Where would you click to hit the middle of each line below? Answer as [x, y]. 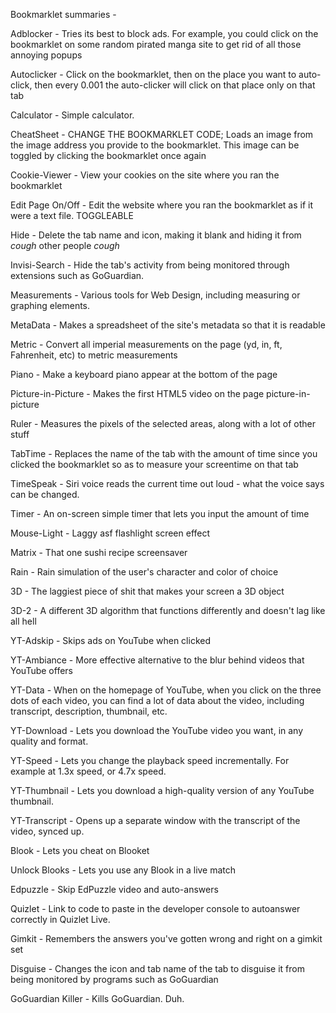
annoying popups [46, 55]
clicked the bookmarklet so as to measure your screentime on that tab [154, 464]
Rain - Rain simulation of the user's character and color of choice [144, 572]
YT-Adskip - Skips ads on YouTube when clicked [110, 640]
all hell [23, 621]
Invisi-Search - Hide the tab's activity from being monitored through [150, 265]
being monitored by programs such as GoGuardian [114, 979]
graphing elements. [50, 305]
